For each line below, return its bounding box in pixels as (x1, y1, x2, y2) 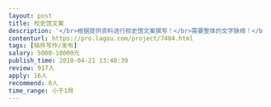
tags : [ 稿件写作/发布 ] (8, 42, 78, 50)
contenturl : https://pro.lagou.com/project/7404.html (8, 34, 194, 43)
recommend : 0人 (8, 79, 58, 87)
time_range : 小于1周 (8, 86, 74, 95)
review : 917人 (8, 64, 55, 72)
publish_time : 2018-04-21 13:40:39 (8, 57, 129, 65)
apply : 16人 (8, 72, 48, 80)
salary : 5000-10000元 (8, 49, 80, 57)
